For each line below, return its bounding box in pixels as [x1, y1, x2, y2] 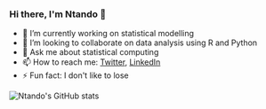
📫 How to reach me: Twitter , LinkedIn [21, 57, 161, 67]
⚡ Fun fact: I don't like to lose [21, 70, 129, 81]
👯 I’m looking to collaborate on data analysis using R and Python [21, 37, 258, 48]
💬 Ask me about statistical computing [21, 47, 159, 58]
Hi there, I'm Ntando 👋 [9, 8, 107, 20]
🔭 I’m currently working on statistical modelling [21, 28, 194, 39]
